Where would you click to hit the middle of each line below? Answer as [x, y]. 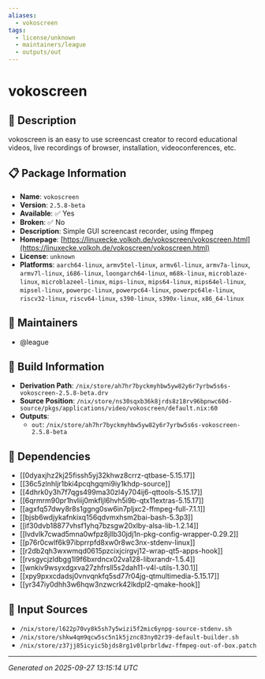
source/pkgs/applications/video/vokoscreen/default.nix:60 [119, 409]
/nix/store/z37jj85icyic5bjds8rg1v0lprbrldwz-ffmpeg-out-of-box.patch [138, 646]
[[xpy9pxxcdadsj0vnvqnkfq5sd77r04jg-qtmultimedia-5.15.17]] [119, 576]
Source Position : [47, 401]
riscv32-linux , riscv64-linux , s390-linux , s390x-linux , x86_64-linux [132, 298]
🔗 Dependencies [49, 456]
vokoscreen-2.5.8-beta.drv [64, 393]
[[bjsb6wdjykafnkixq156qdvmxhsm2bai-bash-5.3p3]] [106, 517]
